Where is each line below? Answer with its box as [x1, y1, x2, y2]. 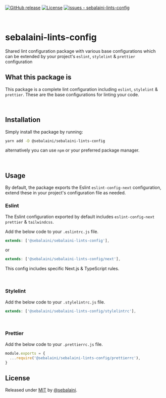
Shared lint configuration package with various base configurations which [5, 48, 156, 54]
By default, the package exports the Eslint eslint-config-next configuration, [5, 184, 162, 191]
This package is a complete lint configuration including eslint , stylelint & [5, 86, 158, 92]
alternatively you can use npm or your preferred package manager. [5, 147, 140, 154]
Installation [5, 116, 41, 124]
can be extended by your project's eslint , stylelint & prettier [5, 53, 135, 59]
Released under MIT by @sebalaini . [5, 387, 78, 393]
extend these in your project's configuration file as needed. [5, 190, 126, 196]
